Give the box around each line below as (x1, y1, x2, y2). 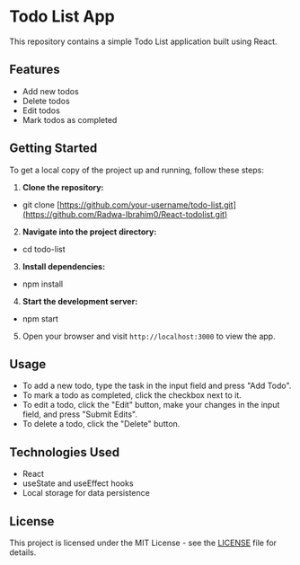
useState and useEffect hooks (22, 478, 134, 489)
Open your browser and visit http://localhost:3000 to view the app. (22, 331, 276, 341)
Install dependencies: (22, 260, 106, 271)
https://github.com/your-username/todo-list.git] (59, 199, 236, 210)
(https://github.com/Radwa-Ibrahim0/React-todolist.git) (22, 208, 228, 219)
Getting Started (9, 141, 98, 156)
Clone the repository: (22, 181, 104, 192)
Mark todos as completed (22, 114, 118, 125)
